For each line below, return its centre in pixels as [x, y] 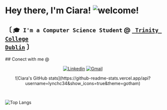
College [17, 39]
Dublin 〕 [19, 47]
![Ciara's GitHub [31, 78]
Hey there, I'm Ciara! [48, 11]
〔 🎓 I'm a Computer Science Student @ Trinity [82, 30]
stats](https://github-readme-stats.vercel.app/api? [100, 78]
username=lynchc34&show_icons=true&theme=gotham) [83, 83]
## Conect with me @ [27, 59]
